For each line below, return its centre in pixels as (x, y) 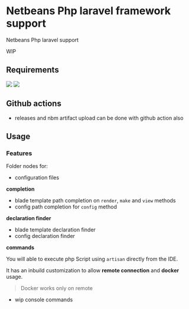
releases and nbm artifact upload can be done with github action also (99, 118)
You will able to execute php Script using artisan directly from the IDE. (92, 259)
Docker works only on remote (57, 288)
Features (19, 153)
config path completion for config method (66, 207)
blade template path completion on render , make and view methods (95, 201)
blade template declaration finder (55, 230)
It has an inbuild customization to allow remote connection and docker (92, 271)
